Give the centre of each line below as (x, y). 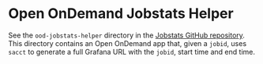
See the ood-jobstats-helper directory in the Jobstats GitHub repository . (126, 35)
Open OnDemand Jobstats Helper (121, 14)
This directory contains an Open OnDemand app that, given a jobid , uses (128, 43)
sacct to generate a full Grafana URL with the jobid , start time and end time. (131, 52)
